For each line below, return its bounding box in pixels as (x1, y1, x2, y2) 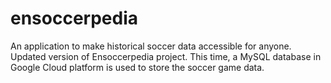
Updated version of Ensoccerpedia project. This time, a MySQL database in (10, 50, 322, 62)
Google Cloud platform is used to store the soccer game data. (10, 61, 265, 73)
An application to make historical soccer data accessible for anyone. (10, 40, 292, 52)
